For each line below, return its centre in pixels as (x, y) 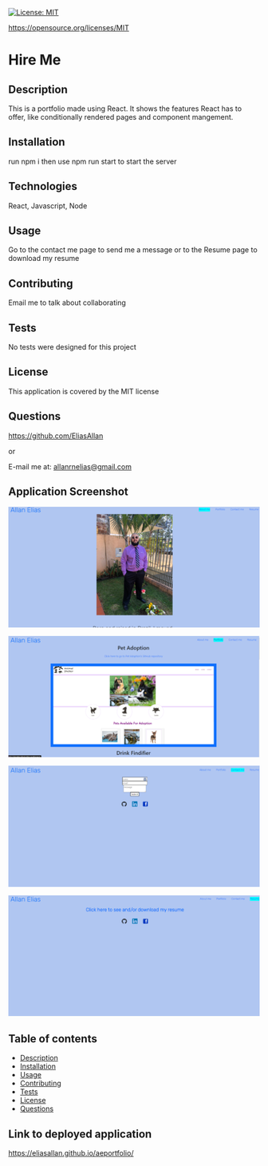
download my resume (44, 259)
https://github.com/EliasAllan (56, 436)
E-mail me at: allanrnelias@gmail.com (70, 466)
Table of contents (53, 1039)
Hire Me (35, 60)
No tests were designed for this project (73, 347)
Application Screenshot (69, 492)
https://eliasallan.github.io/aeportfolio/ (71, 1152)
